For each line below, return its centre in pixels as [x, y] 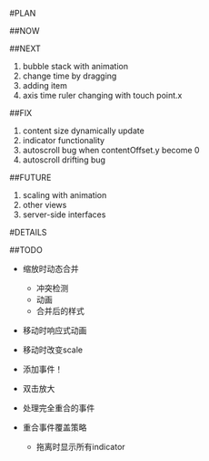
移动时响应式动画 [55, 330]
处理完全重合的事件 [59, 408]
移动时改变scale [53, 350]
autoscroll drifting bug [64, 160]
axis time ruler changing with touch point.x [102, 95]
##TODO [26, 250]
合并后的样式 [60, 311]
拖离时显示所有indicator [80, 447]
